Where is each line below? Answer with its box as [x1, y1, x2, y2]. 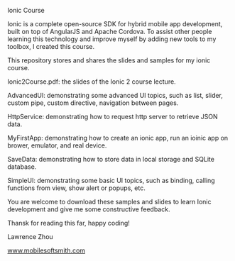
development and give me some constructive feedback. [7, 205, 170, 213]
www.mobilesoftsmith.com [7, 246, 86, 255]
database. [7, 162, 37, 171]
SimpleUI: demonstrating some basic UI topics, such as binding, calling [7, 177, 215, 184]
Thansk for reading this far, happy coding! [7, 219, 130, 227]
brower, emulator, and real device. [7, 141, 107, 150]
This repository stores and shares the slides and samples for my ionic [7, 56, 211, 65]
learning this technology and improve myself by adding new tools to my [7, 35, 217, 43]
